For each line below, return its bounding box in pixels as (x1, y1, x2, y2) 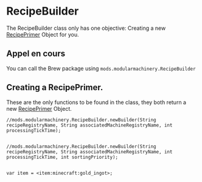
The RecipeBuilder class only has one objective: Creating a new (6, 24, 166, 32)
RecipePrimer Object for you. (6, 30, 79, 38)
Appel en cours (6, 49, 66, 59)
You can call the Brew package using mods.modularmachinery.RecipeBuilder (6, 65, 196, 72)
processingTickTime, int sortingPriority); (6, 154, 119, 160)
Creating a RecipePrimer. (6, 82, 103, 93)
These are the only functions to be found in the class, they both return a (6, 99, 187, 106)
